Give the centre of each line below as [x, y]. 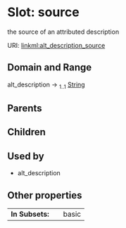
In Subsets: [30, 214]
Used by [26, 156]
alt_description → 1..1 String [46, 85]
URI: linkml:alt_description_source [56, 45]
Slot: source [43, 12]
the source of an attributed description [63, 32]
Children [26, 132]
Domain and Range [50, 68]
